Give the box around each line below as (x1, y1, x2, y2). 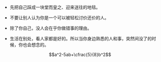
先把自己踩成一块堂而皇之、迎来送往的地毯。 (9, 4, 101, 10)
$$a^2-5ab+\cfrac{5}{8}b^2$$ (49, 52, 111, 58)
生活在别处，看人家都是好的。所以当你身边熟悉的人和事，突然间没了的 (9, 36, 152, 41)
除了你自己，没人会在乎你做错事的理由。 (9, 25, 92, 31)
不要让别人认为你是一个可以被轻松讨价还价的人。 (9, 15, 109, 21)
